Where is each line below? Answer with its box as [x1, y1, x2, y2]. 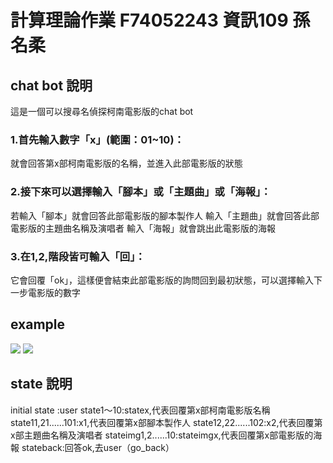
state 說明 [10, 376, 73, 393]
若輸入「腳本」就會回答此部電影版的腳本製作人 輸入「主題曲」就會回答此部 [10, 209, 320, 221]
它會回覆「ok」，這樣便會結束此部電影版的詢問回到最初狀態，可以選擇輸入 [10, 274, 315, 286]
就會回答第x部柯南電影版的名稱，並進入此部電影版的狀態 [10, 157, 243, 170]
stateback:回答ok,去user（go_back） [21, 441, 175, 453]
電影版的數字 [27, 286, 81, 298]
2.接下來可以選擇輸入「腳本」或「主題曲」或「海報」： [10, 185, 272, 199]
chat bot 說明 [10, 77, 93, 94]
